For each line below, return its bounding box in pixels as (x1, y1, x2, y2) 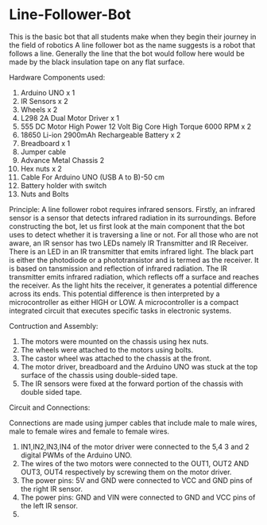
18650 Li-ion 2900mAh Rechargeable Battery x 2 (20, 129, 181, 140)
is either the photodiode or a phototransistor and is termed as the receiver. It (9, 255, 259, 264)
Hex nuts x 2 (20, 164, 63, 173)
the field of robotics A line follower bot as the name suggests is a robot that (9, 40, 256, 49)
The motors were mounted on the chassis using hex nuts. (20, 336, 209, 346)
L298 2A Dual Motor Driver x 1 (20, 113, 120, 122)
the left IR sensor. (20, 500, 79, 510)
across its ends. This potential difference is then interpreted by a (9, 288, 221, 299)
